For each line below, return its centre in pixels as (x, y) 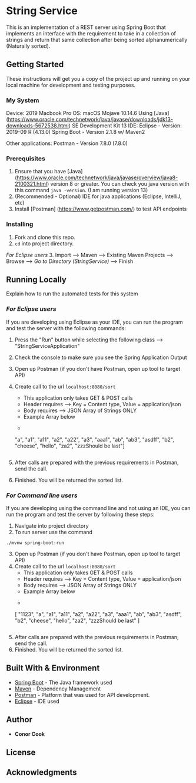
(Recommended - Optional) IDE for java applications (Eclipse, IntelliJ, (98, 196)
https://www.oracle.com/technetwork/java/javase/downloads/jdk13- (91, 120)
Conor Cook (30, 734)
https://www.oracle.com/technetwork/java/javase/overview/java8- (97, 177)
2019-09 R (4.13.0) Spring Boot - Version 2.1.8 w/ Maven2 (76, 132)
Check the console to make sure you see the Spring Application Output (101, 357)
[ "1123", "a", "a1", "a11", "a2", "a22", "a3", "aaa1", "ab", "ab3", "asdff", (98, 614)
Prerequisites (26, 159)
